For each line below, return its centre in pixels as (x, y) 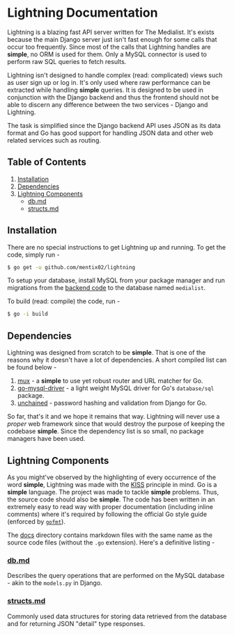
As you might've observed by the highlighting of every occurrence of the (112, 477)
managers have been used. (46, 439)
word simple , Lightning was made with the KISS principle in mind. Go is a (112, 484)
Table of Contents (47, 162)
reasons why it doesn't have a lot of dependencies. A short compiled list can (117, 360)
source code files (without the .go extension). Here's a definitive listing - (111, 542)
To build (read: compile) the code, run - (64, 301)
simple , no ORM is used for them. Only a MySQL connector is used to (107, 54)
